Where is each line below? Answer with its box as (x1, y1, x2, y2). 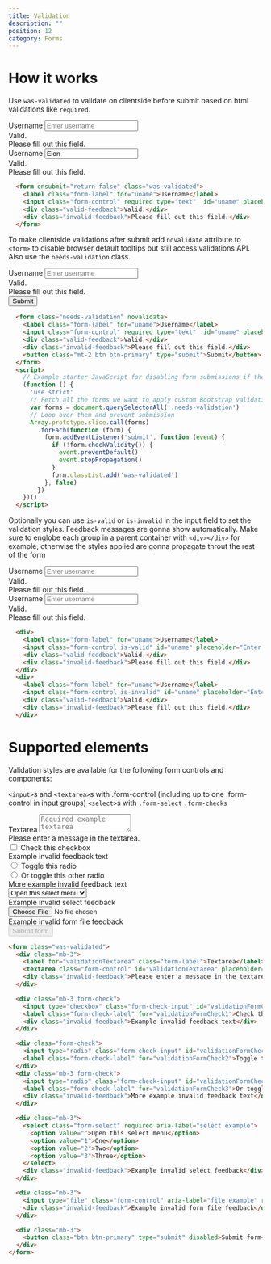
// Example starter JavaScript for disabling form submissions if (23, 373, 251, 381)
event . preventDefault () (59, 449, 139, 457)
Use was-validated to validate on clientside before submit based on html (8, 96, 249, 106)
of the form (8, 550, 46, 560)
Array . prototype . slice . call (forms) (29, 418, 150, 427)
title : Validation (8, 11, 70, 20)
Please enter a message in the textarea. (8, 833, 140, 843)
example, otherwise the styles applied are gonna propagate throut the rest (8, 541, 256, 551)
